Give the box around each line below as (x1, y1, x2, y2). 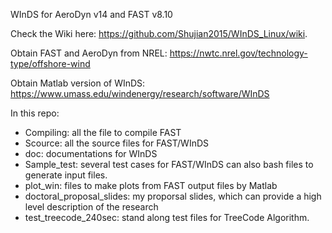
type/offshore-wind (10, 58, 91, 69)
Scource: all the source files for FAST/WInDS (24, 137, 210, 149)
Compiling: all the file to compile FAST (24, 127, 182, 138)
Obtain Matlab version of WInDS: (10, 77, 146, 89)
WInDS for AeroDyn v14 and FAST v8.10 (10, 9, 173, 20)
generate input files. (24, 169, 108, 181)
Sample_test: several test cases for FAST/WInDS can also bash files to (24, 159, 314, 170)
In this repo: (10, 107, 60, 119)
